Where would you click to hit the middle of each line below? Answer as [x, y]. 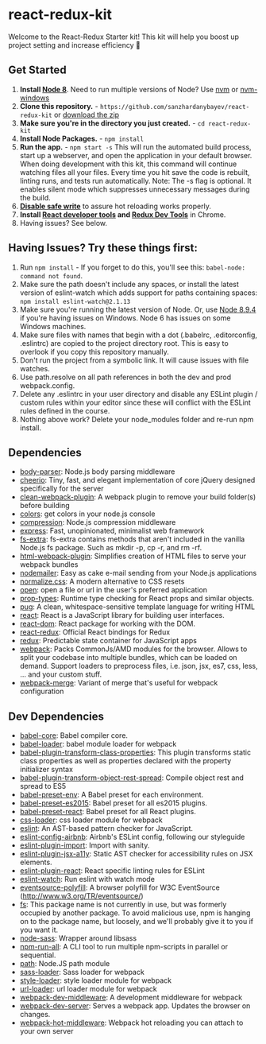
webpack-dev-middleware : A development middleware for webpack [131, 997]
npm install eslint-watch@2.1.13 [75, 301]
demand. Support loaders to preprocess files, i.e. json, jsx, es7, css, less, [139, 666]
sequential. [38, 955]
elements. [36, 862]
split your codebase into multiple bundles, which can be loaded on [128, 658]
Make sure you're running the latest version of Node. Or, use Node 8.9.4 [138, 309]
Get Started [37, 70]
